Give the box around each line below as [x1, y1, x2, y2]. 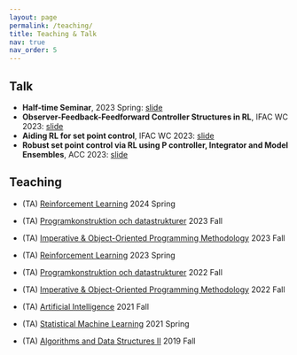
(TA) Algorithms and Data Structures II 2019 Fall [21, 336, 197, 346]
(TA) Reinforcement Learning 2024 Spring [21, 198, 176, 209]
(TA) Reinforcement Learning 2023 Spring [21, 250, 176, 260]
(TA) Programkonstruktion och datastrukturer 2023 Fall [21, 215, 223, 226]
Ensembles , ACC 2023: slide [21, 149, 129, 159]
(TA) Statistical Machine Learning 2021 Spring [21, 318, 190, 328]
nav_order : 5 [9, 46, 58, 55]
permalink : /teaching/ [9, 21, 93, 30]
